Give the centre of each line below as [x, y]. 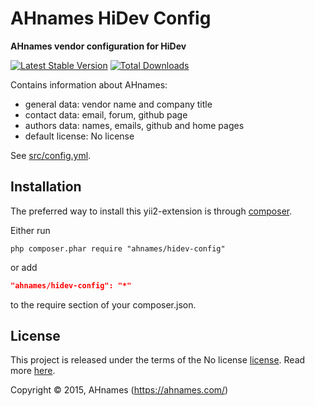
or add [24, 267]
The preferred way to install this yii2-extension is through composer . [151, 211]
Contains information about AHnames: [89, 84]
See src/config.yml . [51, 155]
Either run [30, 230]
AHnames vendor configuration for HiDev [98, 46]
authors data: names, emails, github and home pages [134, 125]
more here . [33, 371]
